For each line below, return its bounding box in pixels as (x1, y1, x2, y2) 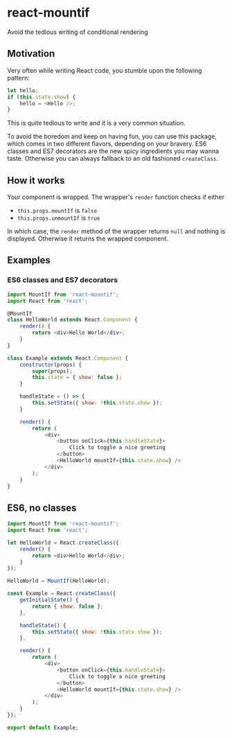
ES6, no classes (7, 502, 77, 513)
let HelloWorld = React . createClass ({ (7, 539, 119, 546)
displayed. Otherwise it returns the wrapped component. (7, 234, 169, 243)
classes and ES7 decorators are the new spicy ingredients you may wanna (7, 147, 220, 155)
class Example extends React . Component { (7, 355, 129, 362)
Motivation (7, 48, 55, 60)
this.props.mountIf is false (17, 207, 98, 215)
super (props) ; (32, 367, 73, 375)
